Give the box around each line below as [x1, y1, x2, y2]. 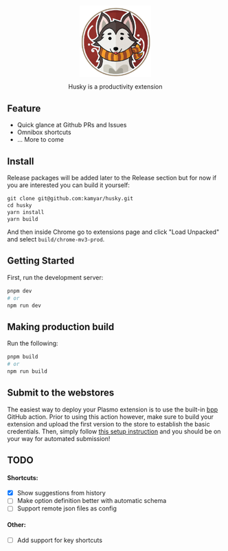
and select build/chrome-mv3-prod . [7, 235, 105, 243]
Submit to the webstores [7, 387, 115, 399]
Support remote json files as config [16, 504, 117, 512]
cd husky [7, 202, 32, 208]
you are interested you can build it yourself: [7, 181, 130, 189]
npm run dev [7, 302, 41, 309]
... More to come [16, 136, 64, 144]
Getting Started [7, 255, 75, 267]
